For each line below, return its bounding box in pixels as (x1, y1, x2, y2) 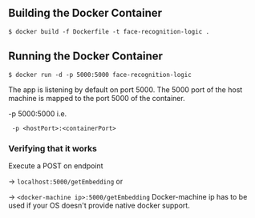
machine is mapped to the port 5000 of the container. (8, 93, 186, 103)
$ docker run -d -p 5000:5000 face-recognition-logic (8, 71, 192, 79)
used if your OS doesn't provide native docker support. (8, 200, 190, 210)
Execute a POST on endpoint (8, 160, 103, 171)
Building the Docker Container (8, 6, 163, 20)
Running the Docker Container (8, 50, 163, 63)
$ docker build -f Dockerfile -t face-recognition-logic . (8, 27, 210, 35)
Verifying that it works (8, 143, 98, 154)
